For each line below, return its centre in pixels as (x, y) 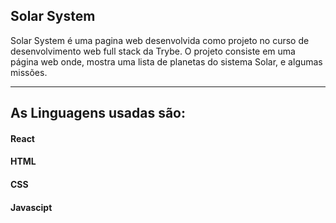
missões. (29, 72)
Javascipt (31, 207)
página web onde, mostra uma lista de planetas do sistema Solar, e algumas (166, 61)
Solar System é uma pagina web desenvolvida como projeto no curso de (160, 40)
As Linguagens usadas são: (98, 113)
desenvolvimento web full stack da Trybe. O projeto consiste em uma (153, 51)
